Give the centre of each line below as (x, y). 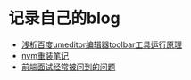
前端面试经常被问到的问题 (68, 67)
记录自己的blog (65, 18)
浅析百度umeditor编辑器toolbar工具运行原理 (102, 44)
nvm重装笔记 (45, 55)
